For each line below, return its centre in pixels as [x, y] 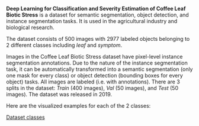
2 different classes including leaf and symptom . [64, 45]
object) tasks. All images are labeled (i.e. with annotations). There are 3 [93, 82]
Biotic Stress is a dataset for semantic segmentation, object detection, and [98, 15]
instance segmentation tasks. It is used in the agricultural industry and [92, 21]
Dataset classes [26, 117]
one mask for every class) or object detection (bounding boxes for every [95, 75]
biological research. [30, 27]
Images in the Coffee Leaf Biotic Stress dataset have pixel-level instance [94, 56]
